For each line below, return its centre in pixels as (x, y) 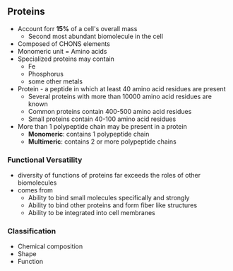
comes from (35, 190)
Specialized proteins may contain (66, 59)
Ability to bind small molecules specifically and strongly (109, 198)
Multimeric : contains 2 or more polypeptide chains (102, 142)
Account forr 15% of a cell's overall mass (77, 28)
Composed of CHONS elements (64, 44)
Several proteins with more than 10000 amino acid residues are (120, 96)
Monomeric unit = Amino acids (62, 51)
